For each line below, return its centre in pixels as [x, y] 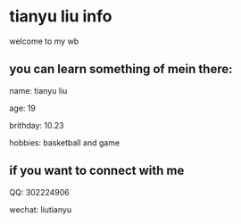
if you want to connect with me [97, 171]
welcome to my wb [44, 41]
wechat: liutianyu [41, 209]
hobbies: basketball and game [65, 142]
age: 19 [22, 108]
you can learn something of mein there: [121, 69]
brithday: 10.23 [37, 125]
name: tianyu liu [38, 90]
